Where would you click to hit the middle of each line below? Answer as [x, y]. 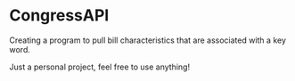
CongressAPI [59, 16]
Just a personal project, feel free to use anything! [99, 67]
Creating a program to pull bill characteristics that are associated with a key [148, 40]
